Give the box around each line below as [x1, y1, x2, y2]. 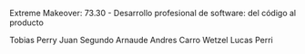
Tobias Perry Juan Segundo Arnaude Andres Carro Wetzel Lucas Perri [9, 35, 273, 45]
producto [9, 17, 44, 28]
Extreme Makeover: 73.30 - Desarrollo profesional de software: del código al [9, 8, 297, 18]
